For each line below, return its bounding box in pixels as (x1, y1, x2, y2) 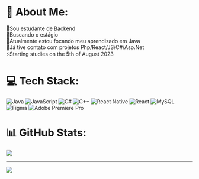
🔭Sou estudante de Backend (6, 25, 76, 32)
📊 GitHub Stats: (6, 126, 87, 139)
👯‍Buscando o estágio (6, 31, 58, 38)
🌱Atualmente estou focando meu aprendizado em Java (6, 37, 140, 44)
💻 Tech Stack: (6, 74, 79, 88)
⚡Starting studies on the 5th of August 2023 (6, 50, 114, 57)
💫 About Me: (6, 5, 69, 19)
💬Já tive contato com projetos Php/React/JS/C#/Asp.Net (6, 44, 145, 51)
